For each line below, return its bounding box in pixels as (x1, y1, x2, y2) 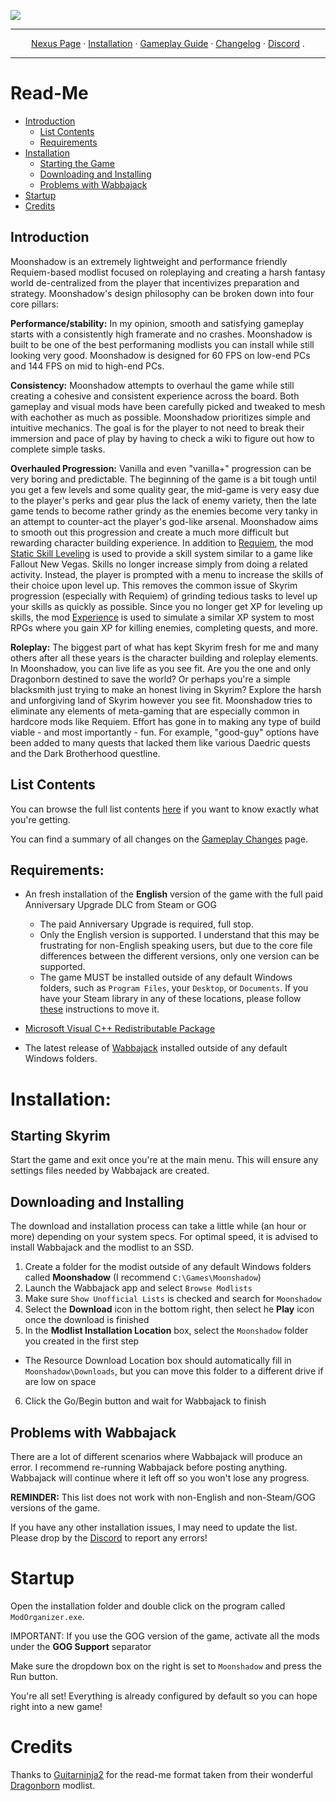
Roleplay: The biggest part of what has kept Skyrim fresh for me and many (10, 641, 320, 653)
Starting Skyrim (10, 1127, 111, 1144)
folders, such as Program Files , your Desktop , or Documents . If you (39, 982, 309, 994)
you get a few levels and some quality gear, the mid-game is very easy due (10, 483, 320, 495)
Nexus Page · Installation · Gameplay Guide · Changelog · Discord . (31, 38, 305, 49)
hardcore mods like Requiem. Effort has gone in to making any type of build (10, 715, 321, 727)
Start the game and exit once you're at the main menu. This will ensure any (10, 1154, 319, 1166)
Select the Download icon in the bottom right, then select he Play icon (24, 1303, 315, 1315)
